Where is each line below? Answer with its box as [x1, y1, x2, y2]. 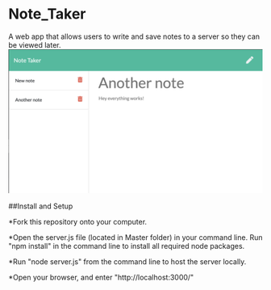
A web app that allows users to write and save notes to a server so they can [8, 32, 261, 41]
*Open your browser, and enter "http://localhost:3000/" [8, 272, 194, 283]
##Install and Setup [8, 201, 73, 211]
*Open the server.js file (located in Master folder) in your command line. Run [8, 233, 263, 242]
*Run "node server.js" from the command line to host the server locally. [8, 257, 247, 267]
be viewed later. [8, 40, 62, 49]
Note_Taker [8, 5, 86, 23]
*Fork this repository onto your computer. [8, 217, 148, 227]
